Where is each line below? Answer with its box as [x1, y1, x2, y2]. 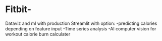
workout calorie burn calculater [5, 31, 71, 37]
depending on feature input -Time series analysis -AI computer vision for [5, 25, 156, 31]
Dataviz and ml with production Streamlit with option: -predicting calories [5, 20, 157, 26]
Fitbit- [5, 4, 32, 15]
